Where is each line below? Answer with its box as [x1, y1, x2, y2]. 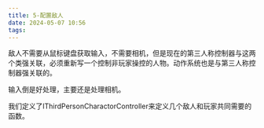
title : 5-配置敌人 [8, 11, 64, 20]
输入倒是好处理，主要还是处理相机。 [8, 85, 126, 94]
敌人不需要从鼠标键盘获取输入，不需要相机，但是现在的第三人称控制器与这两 [8, 49, 256, 58]
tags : [8, 26, 26, 34]
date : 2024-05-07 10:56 [8, 19, 86, 27]
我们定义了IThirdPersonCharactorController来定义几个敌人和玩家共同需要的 [8, 101, 252, 111]
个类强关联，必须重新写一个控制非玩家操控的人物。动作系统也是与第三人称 [8, 58, 249, 68]
